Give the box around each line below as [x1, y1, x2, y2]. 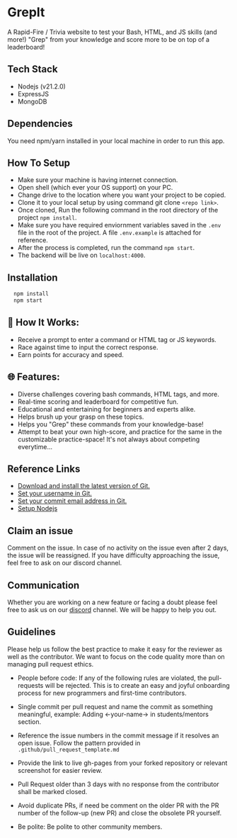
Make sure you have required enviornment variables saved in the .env [17, 221, 221, 230]
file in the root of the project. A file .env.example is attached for [17, 228, 202, 237]
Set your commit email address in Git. [17, 497, 127, 505]
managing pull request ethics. [7, 659, 94, 668]
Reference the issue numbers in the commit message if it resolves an [17, 731, 219, 740]
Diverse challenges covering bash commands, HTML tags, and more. [17, 390, 219, 398]
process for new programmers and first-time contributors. [17, 689, 187, 697]
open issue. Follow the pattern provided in [17, 738, 141, 747]
